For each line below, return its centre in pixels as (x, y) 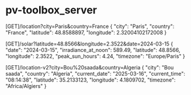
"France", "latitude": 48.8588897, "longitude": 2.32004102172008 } (86, 32)
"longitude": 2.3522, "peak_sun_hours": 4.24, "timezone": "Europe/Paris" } (95, 56)
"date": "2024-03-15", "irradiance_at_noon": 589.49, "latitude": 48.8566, (93, 50)
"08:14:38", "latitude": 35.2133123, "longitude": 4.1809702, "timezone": (91, 80)
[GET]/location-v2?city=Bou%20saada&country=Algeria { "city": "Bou (90, 67)
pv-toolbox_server (51, 10)
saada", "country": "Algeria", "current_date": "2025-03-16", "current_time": (95, 73)
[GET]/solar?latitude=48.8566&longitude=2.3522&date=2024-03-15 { (89, 44)
